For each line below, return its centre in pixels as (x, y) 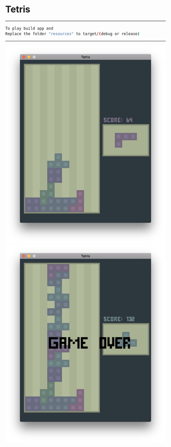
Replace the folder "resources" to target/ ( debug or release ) (73, 34)
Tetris (18, 9)
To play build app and (29, 28)
